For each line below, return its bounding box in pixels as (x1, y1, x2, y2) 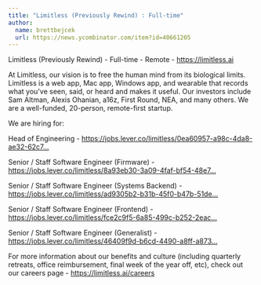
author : (8, 19, 34, 27)
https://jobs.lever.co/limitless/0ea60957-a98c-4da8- (81, 134, 253, 144)
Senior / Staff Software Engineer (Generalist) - (8, 228, 158, 238)
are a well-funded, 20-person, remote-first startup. (8, 104, 173, 113)
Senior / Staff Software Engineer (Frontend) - (8, 205, 154, 214)
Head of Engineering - (8, 134, 80, 144)
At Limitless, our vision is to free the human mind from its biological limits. (8, 70, 246, 79)
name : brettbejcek (15, 26, 76, 34)
